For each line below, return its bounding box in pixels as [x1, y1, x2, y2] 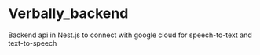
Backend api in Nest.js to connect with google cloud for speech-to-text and [8, 30, 253, 40]
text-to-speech [8, 38, 57, 47]
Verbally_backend [8, 5, 129, 22]
